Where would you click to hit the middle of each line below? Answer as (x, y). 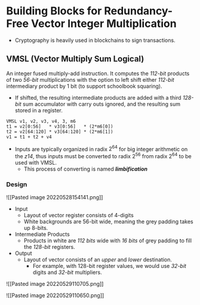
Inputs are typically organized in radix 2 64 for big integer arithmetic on (101, 149)
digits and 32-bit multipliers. (67, 272)
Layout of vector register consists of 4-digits (79, 215)
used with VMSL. (36, 163)
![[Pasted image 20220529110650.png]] (55, 295)
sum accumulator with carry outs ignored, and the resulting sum (102, 104)
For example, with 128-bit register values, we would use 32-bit (110, 266)
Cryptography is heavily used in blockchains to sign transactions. (95, 40)
